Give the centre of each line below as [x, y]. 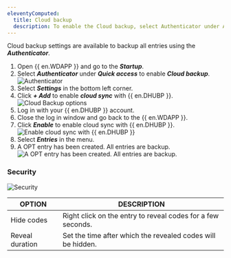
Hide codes [29, 219]
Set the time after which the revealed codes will [139, 235]
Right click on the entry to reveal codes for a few [141, 215]
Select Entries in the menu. [56, 140]
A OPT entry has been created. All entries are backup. [93, 147]
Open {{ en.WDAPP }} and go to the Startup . [80, 67]
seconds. [77, 224]
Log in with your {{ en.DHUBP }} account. [76, 110]
